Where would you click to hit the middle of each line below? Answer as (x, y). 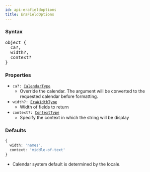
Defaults (16, 131)
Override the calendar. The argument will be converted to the (82, 91)
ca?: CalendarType (31, 86)
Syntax (14, 32)
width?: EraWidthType (35, 102)
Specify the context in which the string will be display (74, 118)
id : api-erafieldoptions (31, 10)
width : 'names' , (26, 145)
